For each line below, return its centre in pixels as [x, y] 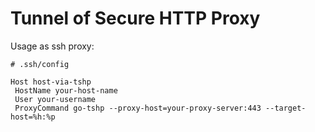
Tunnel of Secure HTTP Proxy [135, 18]
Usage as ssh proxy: [52, 46]
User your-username [55, 99]
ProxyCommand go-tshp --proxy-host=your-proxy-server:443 [138, 108]
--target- [286, 108]
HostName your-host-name [66, 90]
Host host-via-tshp [51, 82]
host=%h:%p [33, 117]
